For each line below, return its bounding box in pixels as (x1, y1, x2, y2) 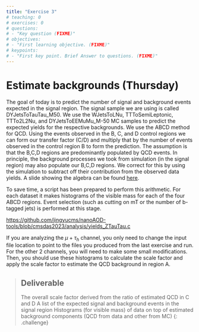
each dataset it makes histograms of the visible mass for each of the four (6, 192, 185, 199)
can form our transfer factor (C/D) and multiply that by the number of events (6, 136, 193, 143)
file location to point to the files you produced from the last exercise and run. (6, 242, 194, 249)
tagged (6, 205, 24, 212)
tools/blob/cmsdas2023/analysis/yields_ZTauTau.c (6, 223, 131, 230)
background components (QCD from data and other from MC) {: (20, 313, 178, 320)
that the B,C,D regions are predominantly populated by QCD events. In (6, 149, 178, 156)
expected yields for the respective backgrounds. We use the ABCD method (6, 123, 190, 131)
